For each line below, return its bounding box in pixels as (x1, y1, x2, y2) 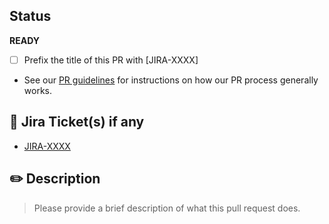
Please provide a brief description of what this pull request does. (33, 202, 301, 214)
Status (9, 8, 52, 25)
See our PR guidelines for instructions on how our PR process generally (23, 74, 319, 86)
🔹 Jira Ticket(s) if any (9, 114, 145, 131)
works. (23, 84, 52, 96)
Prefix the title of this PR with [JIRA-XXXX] (23, 54, 199, 66)
